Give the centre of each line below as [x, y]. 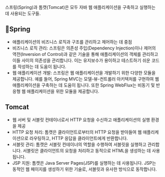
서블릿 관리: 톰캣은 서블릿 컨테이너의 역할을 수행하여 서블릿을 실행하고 [79, 144]
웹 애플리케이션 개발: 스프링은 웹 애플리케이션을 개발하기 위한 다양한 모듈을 [84, 73]
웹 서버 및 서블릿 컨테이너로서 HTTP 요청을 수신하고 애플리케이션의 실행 [81, 120]
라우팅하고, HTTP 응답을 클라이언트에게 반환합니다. [79, 138]
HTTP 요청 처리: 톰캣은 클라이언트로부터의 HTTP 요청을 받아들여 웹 [77, 132]
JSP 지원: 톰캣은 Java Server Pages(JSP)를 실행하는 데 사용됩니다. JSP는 [84, 163]
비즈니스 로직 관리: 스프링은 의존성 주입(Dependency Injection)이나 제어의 [84, 48]
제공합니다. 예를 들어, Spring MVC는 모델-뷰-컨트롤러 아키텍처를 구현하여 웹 [85, 79]
